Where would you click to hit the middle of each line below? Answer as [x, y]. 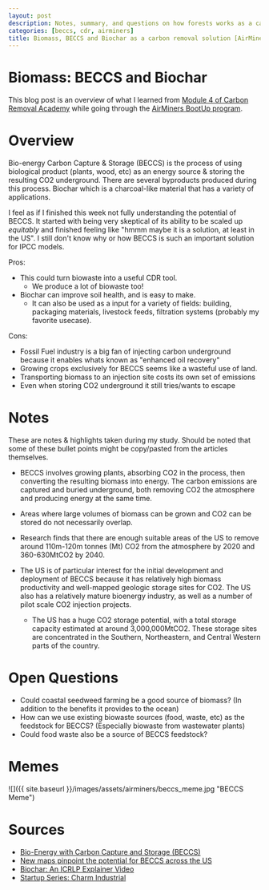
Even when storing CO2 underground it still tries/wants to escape [128, 386]
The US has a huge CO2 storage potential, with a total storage [134, 620]
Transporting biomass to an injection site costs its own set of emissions [138, 377]
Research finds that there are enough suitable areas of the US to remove [139, 538]
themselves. [28, 457]
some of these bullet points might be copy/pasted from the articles [118, 449]
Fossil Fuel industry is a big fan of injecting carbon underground [125, 352]
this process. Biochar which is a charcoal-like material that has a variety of [131, 188]
